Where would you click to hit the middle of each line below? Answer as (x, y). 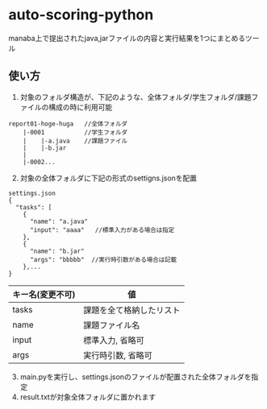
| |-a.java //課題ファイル (75, 141)
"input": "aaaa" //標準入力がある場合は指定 (102, 230)
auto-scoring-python (81, 15)
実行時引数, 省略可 (118, 355)
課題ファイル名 (112, 325)
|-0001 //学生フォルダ (75, 132)
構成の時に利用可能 (80, 107)
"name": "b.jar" (57, 251)
